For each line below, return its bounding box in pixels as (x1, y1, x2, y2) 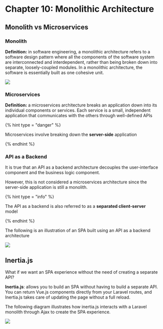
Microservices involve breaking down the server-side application (5, 131, 137, 138)
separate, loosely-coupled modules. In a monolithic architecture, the (5, 64, 143, 70)
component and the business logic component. (5, 170, 100, 176)
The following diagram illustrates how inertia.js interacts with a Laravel (5, 304, 147, 310)
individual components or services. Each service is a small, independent (5, 107, 151, 113)
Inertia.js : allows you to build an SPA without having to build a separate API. (5, 284, 158, 290)
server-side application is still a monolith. (5, 184, 88, 190)
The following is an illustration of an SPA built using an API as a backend (5, 228, 151, 233)
